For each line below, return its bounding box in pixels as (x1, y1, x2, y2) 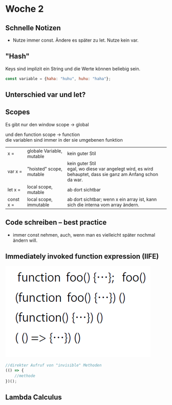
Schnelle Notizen (5, 24, 61, 32)
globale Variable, (27, 147, 62, 154)
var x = (7, 168, 23, 175)
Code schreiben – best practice (5, 218, 107, 227)
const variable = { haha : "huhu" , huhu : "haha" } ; (5, 76, 111, 81)
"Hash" (5, 52, 30, 61)
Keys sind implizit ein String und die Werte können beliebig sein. (5, 65, 141, 72)
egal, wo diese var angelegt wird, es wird (67, 165, 154, 172)
